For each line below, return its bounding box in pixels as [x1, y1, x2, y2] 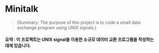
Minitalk [5, 3, 39, 15]
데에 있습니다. [5, 42, 32, 48]
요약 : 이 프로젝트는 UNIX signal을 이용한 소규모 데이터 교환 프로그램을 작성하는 [5, 36, 154, 42]
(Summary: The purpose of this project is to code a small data [16, 19, 141, 25]
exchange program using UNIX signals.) [16, 24, 97, 30]
